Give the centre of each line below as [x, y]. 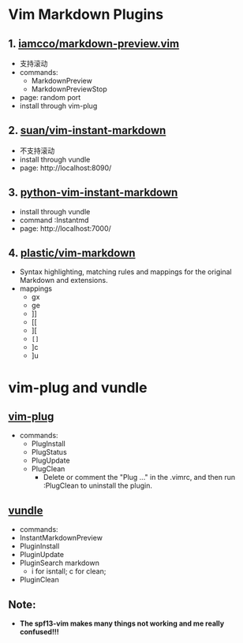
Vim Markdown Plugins [86, 15]
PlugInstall [48, 444]
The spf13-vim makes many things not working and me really [122, 623]
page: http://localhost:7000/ [65, 228]
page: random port [50, 97]
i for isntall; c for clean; [69, 571]
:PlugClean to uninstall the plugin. [97, 485]
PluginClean [39, 580]
